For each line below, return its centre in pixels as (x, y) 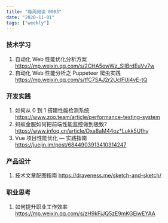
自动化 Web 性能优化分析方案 (51, 59)
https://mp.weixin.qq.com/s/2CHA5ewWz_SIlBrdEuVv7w (85, 66)
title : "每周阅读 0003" (34, 12)
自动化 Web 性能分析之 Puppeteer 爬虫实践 (68, 73)
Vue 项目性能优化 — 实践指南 (51, 138)
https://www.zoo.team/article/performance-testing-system (87, 117)
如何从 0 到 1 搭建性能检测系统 (52, 110)
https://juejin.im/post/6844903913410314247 (71, 145)
